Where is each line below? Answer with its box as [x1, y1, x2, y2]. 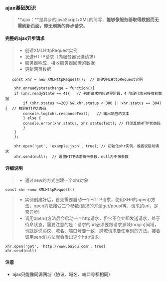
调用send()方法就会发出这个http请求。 [24, 234, 104, 240]
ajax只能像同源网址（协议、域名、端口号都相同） [12, 271, 113, 277]
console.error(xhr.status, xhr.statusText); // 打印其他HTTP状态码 [23, 121, 161, 126]
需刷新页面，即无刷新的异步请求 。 [17, 23, 88, 29]
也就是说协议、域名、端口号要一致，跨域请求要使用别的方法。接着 [24, 228, 161, 234]
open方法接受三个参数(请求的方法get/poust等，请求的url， [33, 203, 154, 209]
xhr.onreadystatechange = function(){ [14, 86, 95, 91]
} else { [23, 116, 41, 121]
